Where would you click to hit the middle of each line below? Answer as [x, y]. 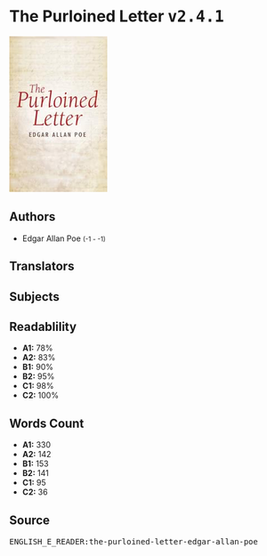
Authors [32, 217]
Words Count [47, 423]
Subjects [34, 297]
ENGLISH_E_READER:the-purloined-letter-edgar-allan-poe [133, 541]
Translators [42, 266]
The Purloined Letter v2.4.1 [117, 16]
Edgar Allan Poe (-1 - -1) [64, 238]
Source [30, 520]
